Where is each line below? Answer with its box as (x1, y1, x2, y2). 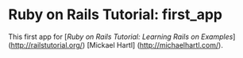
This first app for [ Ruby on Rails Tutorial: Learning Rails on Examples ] (8, 32, 236, 41)
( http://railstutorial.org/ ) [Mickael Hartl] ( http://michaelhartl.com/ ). (8, 40, 224, 49)
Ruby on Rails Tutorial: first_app (8, 6, 223, 24)
